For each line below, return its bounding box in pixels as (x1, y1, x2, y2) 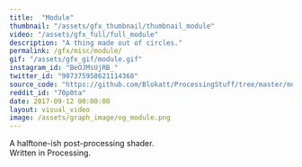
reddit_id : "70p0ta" (9, 88, 87, 97)
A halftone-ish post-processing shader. (9, 138, 155, 149)
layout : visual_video (9, 105, 91, 114)
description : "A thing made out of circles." (9, 38, 182, 48)
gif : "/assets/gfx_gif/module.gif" (9, 55, 143, 64)
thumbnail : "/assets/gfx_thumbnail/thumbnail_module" (9, 22, 216, 31)
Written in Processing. (9, 147, 92, 158)
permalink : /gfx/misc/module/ (9, 47, 123, 56)
